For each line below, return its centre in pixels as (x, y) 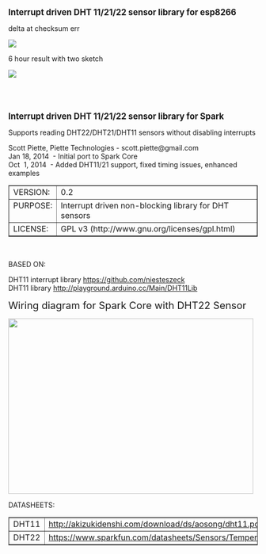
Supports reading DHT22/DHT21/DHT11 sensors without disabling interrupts (132, 132)
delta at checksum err (44, 29)
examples (24, 173)
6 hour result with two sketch (56, 59)
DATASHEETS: (32, 505)
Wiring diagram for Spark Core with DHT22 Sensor (127, 305)
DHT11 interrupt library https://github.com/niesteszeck (97, 279)
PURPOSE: (33, 206)
